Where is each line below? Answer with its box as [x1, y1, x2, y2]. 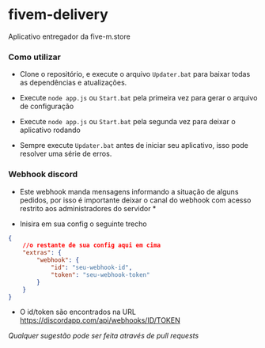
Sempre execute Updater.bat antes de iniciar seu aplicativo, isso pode [19, 141, 249, 150]
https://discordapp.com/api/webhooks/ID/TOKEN [19, 316, 180, 325]
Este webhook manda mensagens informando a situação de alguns [19, 187, 239, 196]
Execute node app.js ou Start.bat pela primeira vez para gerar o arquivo [19, 93, 258, 103]
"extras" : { [22, 249, 62, 257]
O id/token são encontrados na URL [19, 307, 137, 317]
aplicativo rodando [19, 125, 81, 135]
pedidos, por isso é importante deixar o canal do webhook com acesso [19, 195, 252, 205]
